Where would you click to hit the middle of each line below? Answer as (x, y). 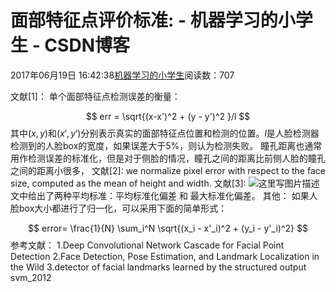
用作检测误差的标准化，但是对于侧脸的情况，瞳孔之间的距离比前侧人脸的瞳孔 (168, 158)
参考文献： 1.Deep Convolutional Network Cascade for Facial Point (147, 245)
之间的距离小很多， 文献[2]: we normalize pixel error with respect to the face (168, 170)
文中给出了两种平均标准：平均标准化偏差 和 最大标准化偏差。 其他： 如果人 (164, 195)
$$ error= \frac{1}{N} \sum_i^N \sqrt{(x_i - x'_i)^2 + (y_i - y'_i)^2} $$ (168, 228)
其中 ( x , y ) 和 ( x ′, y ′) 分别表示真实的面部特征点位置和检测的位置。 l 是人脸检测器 (165, 133)
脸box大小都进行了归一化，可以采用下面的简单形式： (119, 208)
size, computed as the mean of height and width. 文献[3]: (128, 183)
